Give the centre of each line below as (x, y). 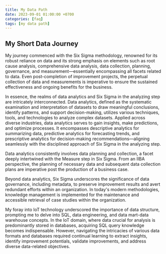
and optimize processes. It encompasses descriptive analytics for (72, 128)
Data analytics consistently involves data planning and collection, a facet (79, 153)
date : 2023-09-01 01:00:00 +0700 (40, 14)
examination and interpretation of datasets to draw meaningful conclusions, (82, 107)
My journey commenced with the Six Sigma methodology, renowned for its (81, 55)
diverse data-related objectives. (38, 247)
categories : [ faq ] (24, 19)
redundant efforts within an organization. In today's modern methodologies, (82, 190)
